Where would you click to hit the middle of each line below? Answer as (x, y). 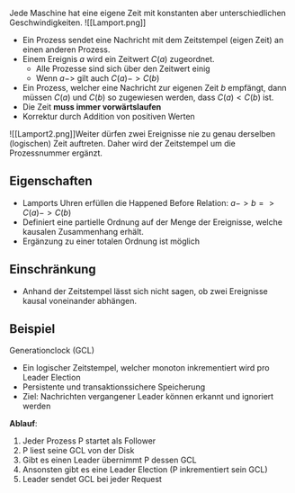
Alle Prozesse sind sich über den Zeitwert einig (123, 68)
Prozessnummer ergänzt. (56, 153)
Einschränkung (53, 269)
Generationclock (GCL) (52, 351)
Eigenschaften (51, 181)
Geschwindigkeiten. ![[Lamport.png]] (78, 22)
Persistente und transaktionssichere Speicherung (113, 387)
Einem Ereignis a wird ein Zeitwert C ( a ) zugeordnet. (118, 59)
